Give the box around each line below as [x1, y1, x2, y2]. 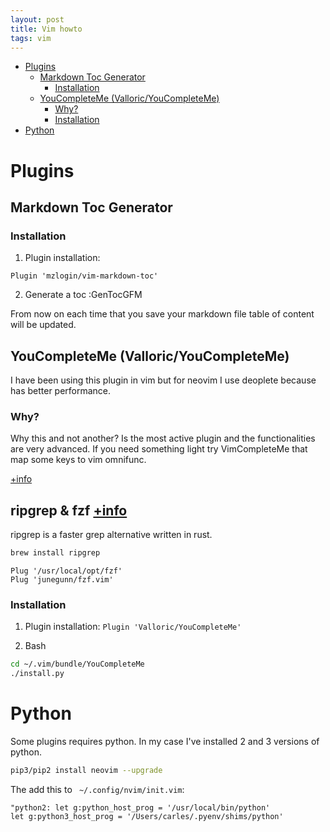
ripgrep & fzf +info [10, 502, 128, 519]
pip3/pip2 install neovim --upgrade [10, 766, 163, 776]
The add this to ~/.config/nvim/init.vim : [10, 783, 185, 795]
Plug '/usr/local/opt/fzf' [10, 566, 123, 576]
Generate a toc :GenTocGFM [24, 289, 143, 301]
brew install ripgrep [10, 548, 101, 558]
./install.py [10, 669, 65, 679]
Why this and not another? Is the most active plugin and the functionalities [10, 432, 316, 445]
